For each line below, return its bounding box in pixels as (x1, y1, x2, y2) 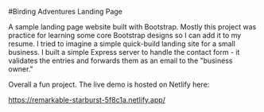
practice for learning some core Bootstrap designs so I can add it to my (8, 31, 242, 40)
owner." (8, 64, 33, 74)
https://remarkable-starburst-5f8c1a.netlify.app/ (8, 95, 165, 104)
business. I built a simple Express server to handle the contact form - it (8, 48, 240, 56)
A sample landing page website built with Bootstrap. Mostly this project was (8, 22, 257, 31)
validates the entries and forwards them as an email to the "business (8, 56, 233, 65)
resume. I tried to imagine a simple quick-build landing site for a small (8, 39, 236, 48)
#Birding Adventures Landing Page (8, 7, 123, 16)
